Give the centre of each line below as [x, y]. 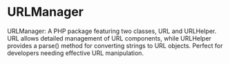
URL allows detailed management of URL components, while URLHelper [109, 38]
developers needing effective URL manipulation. [75, 53]
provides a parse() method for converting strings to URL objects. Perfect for [115, 45]
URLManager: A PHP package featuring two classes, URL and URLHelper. [112, 31]
